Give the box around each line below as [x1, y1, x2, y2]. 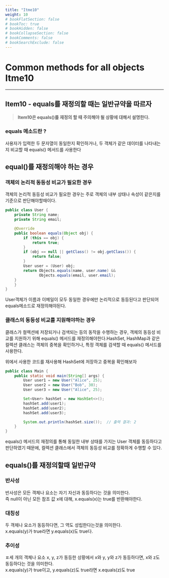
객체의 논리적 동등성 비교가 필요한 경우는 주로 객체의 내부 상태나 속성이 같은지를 [5, 191, 161, 198]
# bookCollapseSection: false [5, 31, 69, 36]
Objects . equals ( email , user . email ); [39, 272, 116, 278]
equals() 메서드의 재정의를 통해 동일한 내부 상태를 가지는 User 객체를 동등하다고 [5, 438, 162, 445]
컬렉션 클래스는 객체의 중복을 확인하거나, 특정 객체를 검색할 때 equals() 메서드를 [5, 341, 162, 347]
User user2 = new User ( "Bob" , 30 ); [23, 382, 98, 388]
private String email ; [14, 217, 62, 222]
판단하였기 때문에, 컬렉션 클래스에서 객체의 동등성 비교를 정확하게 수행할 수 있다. [5, 445, 162, 451]
